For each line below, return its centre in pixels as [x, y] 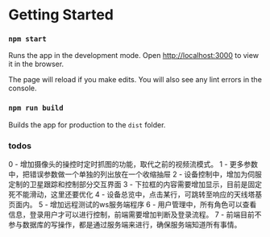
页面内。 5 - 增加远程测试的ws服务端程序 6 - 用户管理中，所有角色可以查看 [133, 205]
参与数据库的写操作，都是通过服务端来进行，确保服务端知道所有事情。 [125, 225]
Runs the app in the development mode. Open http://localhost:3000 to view [134, 56]
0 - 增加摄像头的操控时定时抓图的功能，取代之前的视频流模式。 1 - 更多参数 [133, 164]
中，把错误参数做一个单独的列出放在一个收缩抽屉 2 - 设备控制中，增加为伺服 [135, 174]
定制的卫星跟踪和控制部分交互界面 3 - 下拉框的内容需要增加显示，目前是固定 [135, 185]
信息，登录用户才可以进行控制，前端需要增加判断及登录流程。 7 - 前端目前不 [135, 214]
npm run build [36, 108]
